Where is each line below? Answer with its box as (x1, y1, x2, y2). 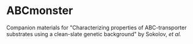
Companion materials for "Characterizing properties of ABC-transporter (6, 24, 187, 31)
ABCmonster (6, 4, 73, 18)
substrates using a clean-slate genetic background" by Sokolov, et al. (6, 30, 181, 37)
